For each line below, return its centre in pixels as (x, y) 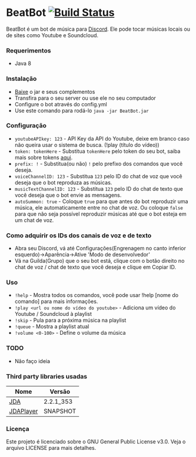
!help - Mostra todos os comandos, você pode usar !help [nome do (96, 295)
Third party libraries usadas (46, 376)
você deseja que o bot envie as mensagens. (68, 195)
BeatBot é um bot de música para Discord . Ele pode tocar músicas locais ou (98, 29)
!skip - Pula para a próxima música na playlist (70, 320)
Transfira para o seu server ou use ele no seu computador (85, 98)
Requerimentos (29, 50)
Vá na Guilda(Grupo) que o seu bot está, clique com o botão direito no (99, 261)
